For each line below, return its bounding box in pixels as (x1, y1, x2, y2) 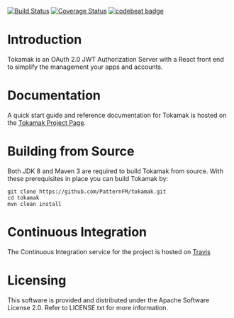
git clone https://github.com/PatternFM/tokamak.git (7, 188, 167, 195)
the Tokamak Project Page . (7, 118, 87, 127)
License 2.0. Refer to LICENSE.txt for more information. (7, 303, 169, 312)
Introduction (7, 32, 82, 48)
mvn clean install (7, 200, 62, 207)
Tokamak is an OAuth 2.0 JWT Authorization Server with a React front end (7, 55, 225, 63)
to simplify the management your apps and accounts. (7, 62, 163, 71)
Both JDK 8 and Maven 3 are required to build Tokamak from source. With (7, 167, 223, 175)
